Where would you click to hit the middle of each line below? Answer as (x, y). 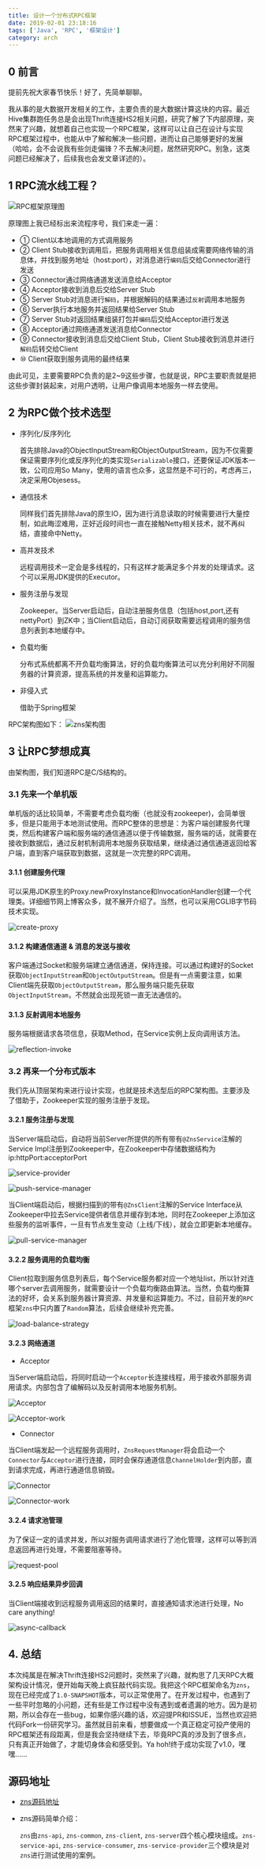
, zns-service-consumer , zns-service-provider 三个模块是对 (154, 1846)
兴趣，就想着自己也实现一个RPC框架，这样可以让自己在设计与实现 (136, 129)
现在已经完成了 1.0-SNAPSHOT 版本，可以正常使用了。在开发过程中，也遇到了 (129, 1694)
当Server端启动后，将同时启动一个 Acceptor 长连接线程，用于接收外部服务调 (130, 1377)
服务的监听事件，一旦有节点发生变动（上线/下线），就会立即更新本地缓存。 (135, 1224)
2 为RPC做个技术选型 (60, 413)
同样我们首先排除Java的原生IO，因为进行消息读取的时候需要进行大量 (131, 513)
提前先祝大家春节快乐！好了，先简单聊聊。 (77, 93)
